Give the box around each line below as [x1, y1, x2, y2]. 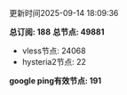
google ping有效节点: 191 [9, 75, 102, 86]
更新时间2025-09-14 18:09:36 [9, 8, 119, 18]
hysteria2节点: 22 [21, 57, 86, 67]
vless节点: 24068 [21, 45, 86, 56]
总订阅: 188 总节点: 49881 [9, 27, 105, 37]
